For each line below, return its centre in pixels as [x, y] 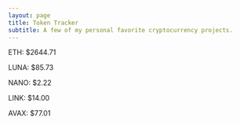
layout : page [29, 15]
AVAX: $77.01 [29, 113]
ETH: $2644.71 [32, 53]
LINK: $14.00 [29, 98]
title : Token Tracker [44, 23]
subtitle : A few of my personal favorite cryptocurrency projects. [121, 30]
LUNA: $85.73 [31, 68]
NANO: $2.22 [30, 83]
